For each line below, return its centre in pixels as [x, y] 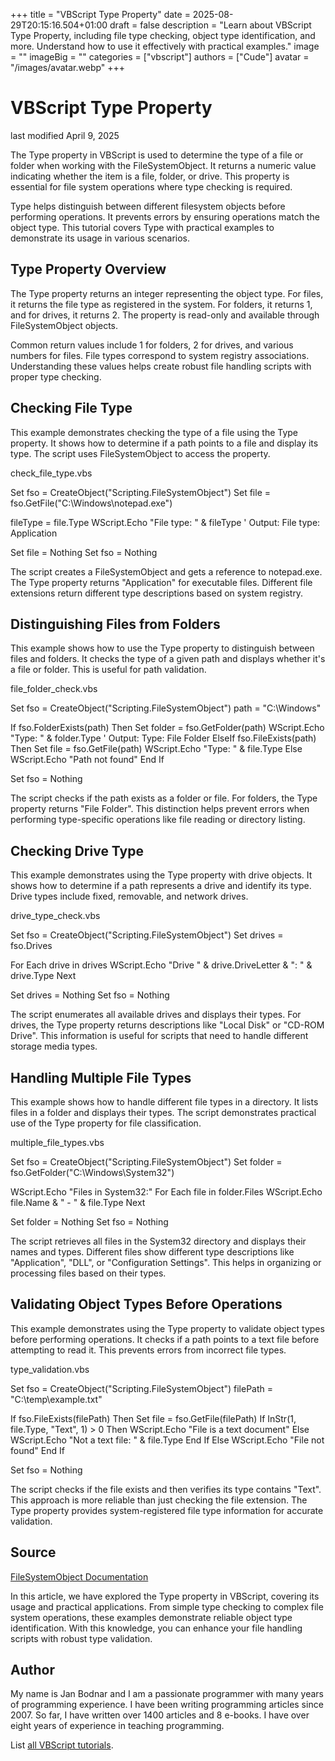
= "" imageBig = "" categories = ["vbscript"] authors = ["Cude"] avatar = [160, 57]
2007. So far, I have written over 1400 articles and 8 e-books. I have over [160, 1715]
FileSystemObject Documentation [79, 1576]
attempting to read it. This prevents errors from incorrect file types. [148, 1350]
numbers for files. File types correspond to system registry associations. [160, 355]
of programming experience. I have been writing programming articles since [167, 1705]
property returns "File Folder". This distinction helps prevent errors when [160, 809]
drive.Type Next [43, 976]
